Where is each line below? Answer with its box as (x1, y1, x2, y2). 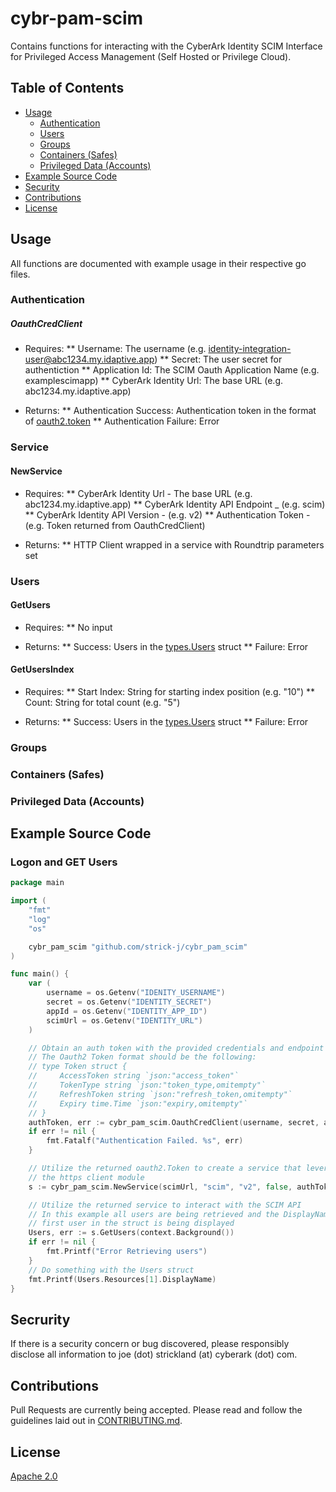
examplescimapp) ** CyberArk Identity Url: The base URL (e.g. (24, 375, 284, 387)
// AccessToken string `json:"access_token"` (28, 1071, 240, 1081)
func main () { (10, 969, 70, 979)
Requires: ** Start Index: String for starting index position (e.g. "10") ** (24, 685, 316, 697)
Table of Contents (10, 80, 125, 97)
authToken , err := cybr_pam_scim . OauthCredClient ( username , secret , (28, 1117, 320, 1127)
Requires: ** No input (24, 621, 113, 633)
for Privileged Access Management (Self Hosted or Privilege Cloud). (10, 50, 292, 62)
